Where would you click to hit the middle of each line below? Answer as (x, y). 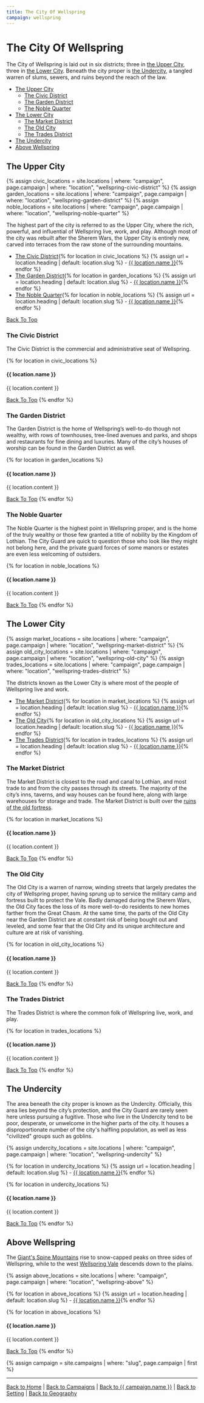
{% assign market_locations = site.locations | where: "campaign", (88, 638)
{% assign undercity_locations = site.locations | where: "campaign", (91, 1148)
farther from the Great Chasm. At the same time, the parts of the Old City (97, 913)
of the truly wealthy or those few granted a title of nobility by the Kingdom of (102, 534)
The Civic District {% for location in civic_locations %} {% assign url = (102, 257)
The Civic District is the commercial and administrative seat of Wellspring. (99, 349)
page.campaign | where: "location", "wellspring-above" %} (80, 1282)
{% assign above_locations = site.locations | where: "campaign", (87, 1275)
